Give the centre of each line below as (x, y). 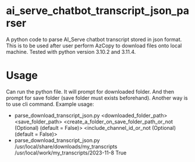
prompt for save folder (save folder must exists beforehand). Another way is (97, 98)
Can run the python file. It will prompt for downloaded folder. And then (90, 91)
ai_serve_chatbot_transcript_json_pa (98, 11)
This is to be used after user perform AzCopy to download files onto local (94, 46)
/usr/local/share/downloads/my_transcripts (66, 146)
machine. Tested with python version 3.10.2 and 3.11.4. (71, 51)
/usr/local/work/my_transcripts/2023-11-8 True (70, 153)
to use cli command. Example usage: (50, 104)
